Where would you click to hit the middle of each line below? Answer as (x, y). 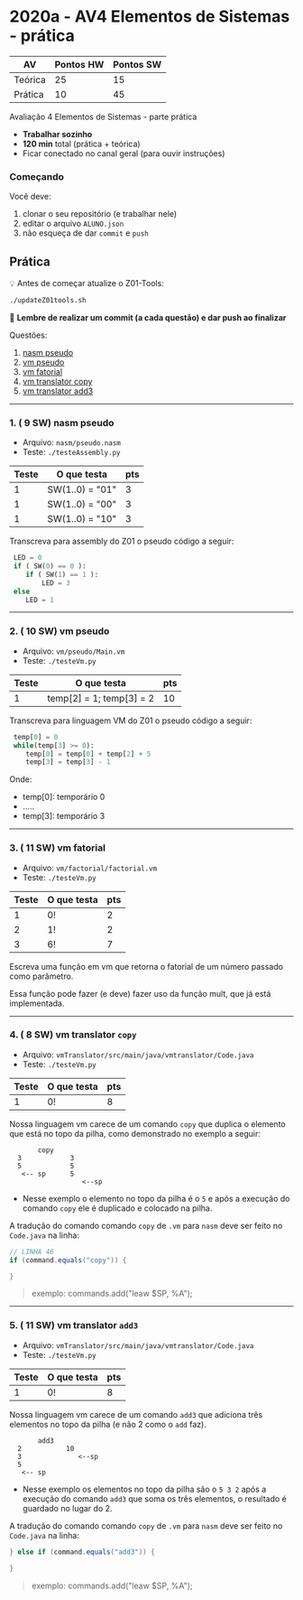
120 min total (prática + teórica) (82, 144)
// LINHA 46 (32, 1251)
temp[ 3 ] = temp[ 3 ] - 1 (68, 762)
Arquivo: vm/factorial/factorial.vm (90, 868)
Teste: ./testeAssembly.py (71, 452)
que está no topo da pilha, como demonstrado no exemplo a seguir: (135, 1133)
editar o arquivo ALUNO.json (73, 224)
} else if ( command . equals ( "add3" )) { (82, 1552)
